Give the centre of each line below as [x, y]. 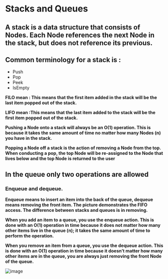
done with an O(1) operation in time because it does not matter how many [83, 225]
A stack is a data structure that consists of [73, 27]
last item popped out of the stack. [41, 103]
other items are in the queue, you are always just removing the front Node [83, 256]
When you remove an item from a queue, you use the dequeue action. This [84, 245]
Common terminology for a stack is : [63, 60]
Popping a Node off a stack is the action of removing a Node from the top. [83, 148]
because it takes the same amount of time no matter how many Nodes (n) [83, 133]
